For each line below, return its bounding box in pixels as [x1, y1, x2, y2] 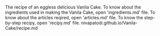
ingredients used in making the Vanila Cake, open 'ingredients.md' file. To [5, 9, 156, 15]
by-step [5, 20, 21, 26]
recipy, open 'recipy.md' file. [22, 20, 80, 26]
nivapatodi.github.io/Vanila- [81, 20, 138, 26]
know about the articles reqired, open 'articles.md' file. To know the [5, 15, 143, 20]
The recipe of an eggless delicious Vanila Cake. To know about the [5, 4, 141, 10]
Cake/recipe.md [5, 25, 38, 31]
